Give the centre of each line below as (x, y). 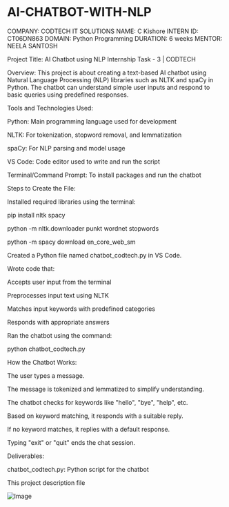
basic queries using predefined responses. (68, 95)
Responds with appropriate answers (58, 322)
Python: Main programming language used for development (92, 121)
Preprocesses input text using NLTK (58, 295)
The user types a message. (46, 375)
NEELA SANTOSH (32, 46)
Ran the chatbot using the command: (60, 335)
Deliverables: (26, 456)
